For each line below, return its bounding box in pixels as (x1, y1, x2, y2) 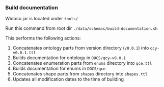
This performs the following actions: (5, 35, 81, 41)
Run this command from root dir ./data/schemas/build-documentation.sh (5, 25, 158, 31)
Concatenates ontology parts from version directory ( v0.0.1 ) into (12, 45, 149, 51)
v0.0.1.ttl (12, 50, 36, 56)
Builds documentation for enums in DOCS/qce (12, 65, 106, 72)
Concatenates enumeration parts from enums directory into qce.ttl (12, 60, 152, 66)
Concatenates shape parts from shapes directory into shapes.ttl (12, 71, 148, 77)
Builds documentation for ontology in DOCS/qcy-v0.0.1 (12, 55, 126, 61)
